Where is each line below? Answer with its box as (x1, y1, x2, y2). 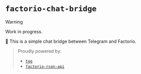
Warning (5, 19, 23, 25)
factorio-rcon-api (25, 64, 65, 69)
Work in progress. (5, 28, 43, 34)
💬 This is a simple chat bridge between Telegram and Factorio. (5, 38, 136, 44)
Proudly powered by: (17, 48, 62, 54)
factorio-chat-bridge (5, 4, 97, 14)
